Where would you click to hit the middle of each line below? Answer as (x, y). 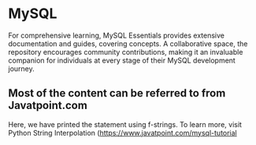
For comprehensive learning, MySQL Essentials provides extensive (116, 35)
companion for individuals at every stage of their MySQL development (122, 60)
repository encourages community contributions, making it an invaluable (126, 52)
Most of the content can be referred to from (117, 94)
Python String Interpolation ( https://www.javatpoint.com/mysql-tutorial (123, 132)
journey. (21, 68)
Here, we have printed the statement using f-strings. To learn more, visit (125, 124)
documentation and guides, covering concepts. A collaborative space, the (128, 43)
